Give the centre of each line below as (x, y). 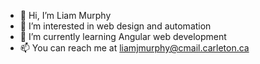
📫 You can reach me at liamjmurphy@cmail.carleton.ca (134, 48)
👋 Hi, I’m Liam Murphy (65, 15)
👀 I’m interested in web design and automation (115, 26)
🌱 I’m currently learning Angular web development (123, 36)
